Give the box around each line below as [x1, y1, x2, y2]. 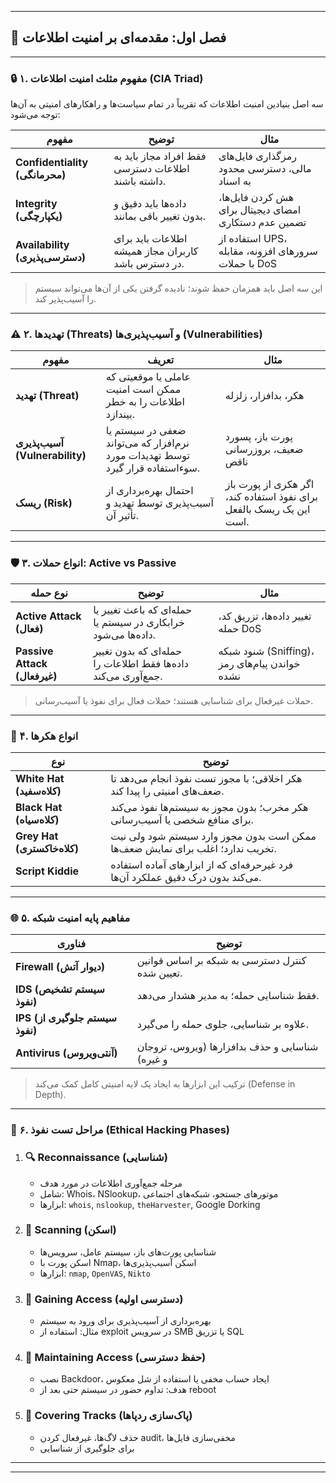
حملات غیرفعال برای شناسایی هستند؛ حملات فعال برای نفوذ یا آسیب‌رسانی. [34, 694, 314, 706]
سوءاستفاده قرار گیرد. [105, 461, 201, 475]
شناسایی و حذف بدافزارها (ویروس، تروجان [136, 1040, 319, 1054]
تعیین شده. [136, 966, 183, 980]
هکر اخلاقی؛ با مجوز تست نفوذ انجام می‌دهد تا [110, 772, 303, 785]
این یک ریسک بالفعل [224, 502, 311, 516]
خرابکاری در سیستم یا [93, 615, 185, 629]
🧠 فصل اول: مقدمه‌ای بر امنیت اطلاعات [10, 29, 227, 46]
